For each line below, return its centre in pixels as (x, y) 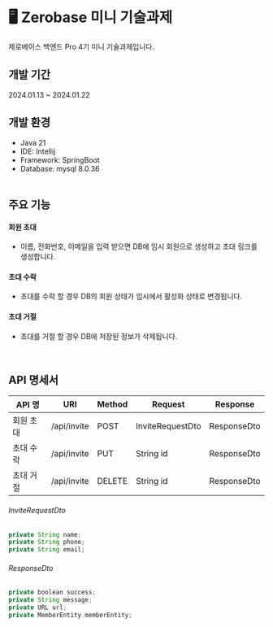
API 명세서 (34, 380)
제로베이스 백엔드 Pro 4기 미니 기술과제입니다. (81, 46)
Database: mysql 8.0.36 (60, 168)
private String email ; (47, 550)
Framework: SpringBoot (60, 159)
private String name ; (45, 534)
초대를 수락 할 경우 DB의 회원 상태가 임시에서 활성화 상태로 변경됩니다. (131, 296)
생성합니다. (38, 257)
